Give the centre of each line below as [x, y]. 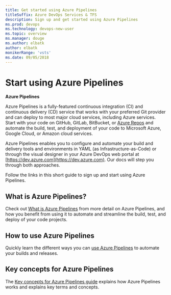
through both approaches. [33, 165]
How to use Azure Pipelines [50, 236]
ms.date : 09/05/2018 [27, 57]
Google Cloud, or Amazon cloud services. [49, 133]
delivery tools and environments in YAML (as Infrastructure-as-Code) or [81, 149]
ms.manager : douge [25, 39]
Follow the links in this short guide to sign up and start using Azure [75, 175]
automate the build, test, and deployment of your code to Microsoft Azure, [83, 128]
